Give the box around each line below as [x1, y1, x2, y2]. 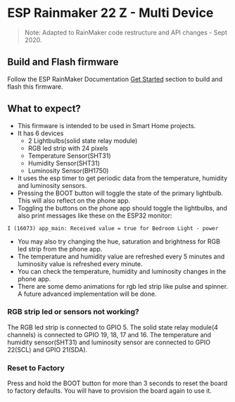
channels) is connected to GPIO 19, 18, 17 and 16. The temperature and [7, 330, 212, 339]
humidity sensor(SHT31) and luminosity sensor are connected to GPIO [7, 338, 211, 346]
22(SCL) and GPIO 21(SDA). [7, 345, 88, 353]
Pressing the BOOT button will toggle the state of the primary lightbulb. [17, 189, 224, 197]
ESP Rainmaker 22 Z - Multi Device [7, 5, 214, 21]
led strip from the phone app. [17, 244, 103, 253]
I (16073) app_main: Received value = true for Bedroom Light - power [7, 225, 219, 232]
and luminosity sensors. [17, 181, 87, 189]
